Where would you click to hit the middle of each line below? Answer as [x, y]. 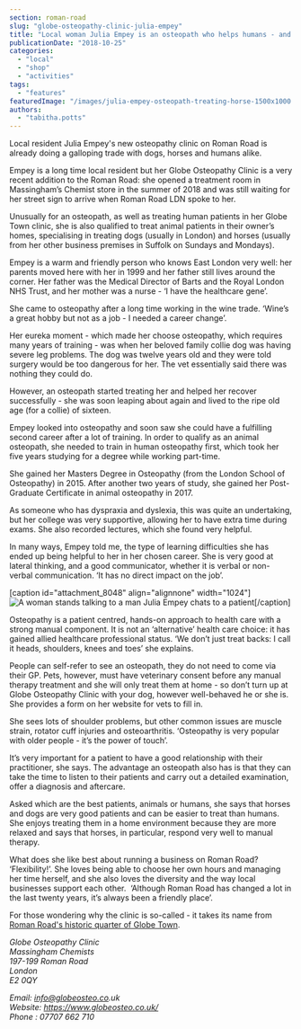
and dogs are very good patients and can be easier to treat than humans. [145, 813]
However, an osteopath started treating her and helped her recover [133, 391]
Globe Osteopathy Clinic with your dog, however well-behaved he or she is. [149, 695]
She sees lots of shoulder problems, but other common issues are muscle [146, 722]
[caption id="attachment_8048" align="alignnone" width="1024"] [130, 593]
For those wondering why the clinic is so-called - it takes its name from [141, 915]
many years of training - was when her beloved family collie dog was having [150, 345]
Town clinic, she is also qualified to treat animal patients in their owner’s [142, 226]
